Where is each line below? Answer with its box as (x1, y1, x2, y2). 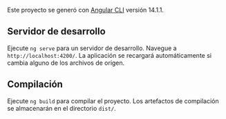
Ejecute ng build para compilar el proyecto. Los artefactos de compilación (7, 96, 219, 105)
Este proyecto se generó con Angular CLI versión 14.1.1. (7, 6, 164, 14)
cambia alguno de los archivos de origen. (7, 58, 125, 67)
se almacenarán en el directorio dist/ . (7, 104, 116, 112)
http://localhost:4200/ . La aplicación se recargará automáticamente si (7, 51, 212, 59)
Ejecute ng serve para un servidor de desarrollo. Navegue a (7, 44, 178, 52)
